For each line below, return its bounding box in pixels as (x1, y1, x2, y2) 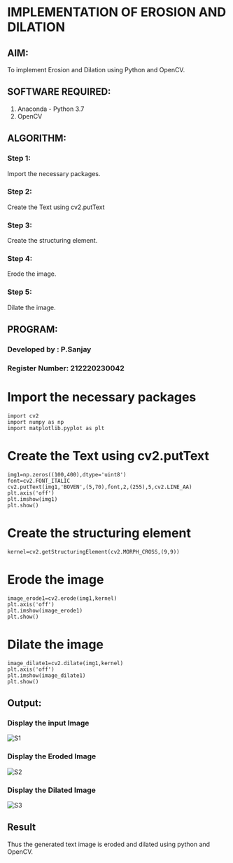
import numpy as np (7, 418, 64, 425)
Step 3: (7, 220, 33, 230)
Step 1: (7, 154, 31, 163)
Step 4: (7, 254, 33, 264)
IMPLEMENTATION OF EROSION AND (7, 4, 226, 20)
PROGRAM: (7, 323, 58, 335)
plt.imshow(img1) (7, 495, 58, 502)
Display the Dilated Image (7, 785, 96, 795)
